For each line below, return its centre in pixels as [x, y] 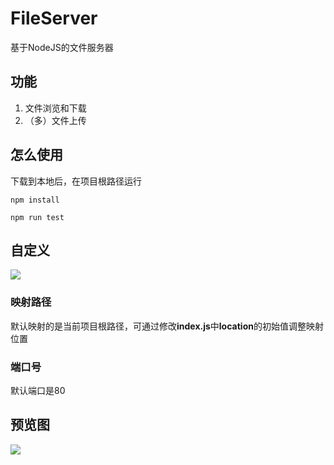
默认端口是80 [38, 390]
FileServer [54, 18]
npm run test [37, 217]
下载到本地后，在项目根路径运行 [76, 181]
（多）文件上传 [55, 120]
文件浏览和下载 [55, 108]
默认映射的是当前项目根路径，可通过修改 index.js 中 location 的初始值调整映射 [167, 326]
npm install [35, 200]
